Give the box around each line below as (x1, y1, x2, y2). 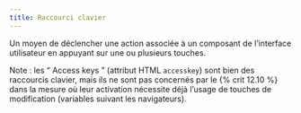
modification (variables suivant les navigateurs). (9, 93, 187, 104)
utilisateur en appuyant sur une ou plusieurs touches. (9, 47, 207, 58)
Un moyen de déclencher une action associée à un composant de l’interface (9, 38, 292, 48)
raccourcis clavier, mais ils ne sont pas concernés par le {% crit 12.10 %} (9, 74, 279, 85)
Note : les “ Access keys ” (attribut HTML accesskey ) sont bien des (9, 65, 255, 75)
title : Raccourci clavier (9, 13, 106, 22)
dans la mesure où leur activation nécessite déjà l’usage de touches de (9, 83, 272, 94)
